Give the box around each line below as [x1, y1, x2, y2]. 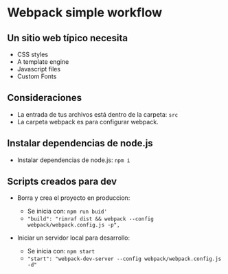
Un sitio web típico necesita [7, 32, 128, 44]
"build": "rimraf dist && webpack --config [27, 216, 155, 222]
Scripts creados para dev [7, 176, 117, 187]
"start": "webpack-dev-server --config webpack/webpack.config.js [27, 255, 222, 262]
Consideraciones [7, 92, 82, 104]
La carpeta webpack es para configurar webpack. [16, 117, 159, 126]
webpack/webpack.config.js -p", [27, 222, 120, 229]
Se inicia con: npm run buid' [27, 207, 108, 216]
